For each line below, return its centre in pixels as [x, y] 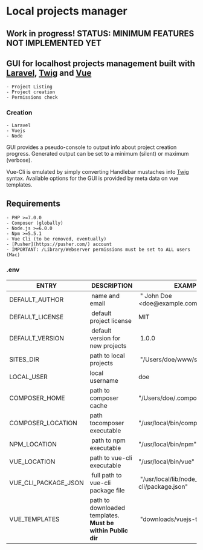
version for [105, 338]
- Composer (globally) [35, 223]
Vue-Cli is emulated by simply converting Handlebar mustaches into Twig [98, 171]
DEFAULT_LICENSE [37, 317]
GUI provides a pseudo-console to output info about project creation [92, 147]
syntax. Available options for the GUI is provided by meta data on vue [92, 178]
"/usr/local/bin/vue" [166, 462]
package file [107, 490]
